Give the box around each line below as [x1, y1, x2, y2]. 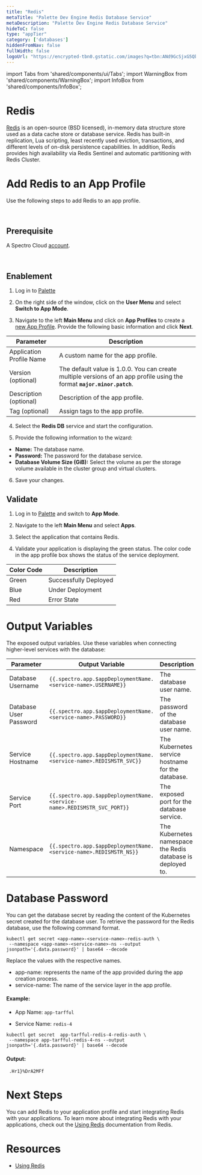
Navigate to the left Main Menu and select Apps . [14, 521, 136, 529]
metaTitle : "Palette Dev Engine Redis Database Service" [6, 14, 152, 20]
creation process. [14, 975, 59, 982]
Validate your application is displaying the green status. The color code [14, 545, 191, 552]
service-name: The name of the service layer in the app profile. [14, 981, 172, 988]
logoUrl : [6, 54, 28, 60]
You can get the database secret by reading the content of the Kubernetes [6, 911, 191, 919]
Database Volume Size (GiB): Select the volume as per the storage [14, 459, 182, 466]
